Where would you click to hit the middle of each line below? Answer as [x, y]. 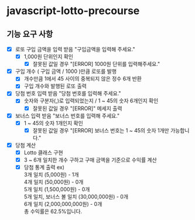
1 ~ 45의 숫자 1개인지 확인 [54, 123]
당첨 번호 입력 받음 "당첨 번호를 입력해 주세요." [68, 94]
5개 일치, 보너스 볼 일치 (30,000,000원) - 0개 [76, 196]
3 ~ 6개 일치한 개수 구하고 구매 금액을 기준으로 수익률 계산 [90, 159]
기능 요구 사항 [30, 34]
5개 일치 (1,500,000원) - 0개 [57, 189]
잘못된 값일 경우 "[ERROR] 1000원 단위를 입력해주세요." [96, 64]
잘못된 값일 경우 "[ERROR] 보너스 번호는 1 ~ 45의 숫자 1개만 [101, 130]
